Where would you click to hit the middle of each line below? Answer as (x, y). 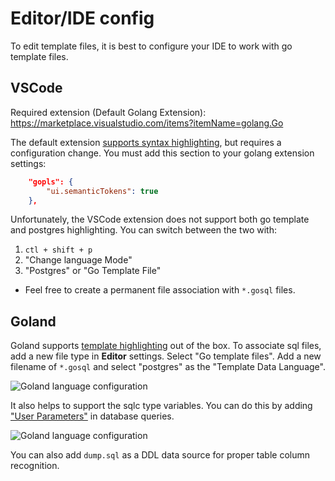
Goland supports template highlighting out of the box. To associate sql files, (166, 346)
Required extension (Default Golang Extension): (108, 112)
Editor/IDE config (82, 18)
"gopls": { (51, 182)
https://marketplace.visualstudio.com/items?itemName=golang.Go (147, 123)
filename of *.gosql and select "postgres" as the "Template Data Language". (168, 367)
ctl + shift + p (58, 250)
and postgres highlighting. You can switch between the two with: (143, 230)
